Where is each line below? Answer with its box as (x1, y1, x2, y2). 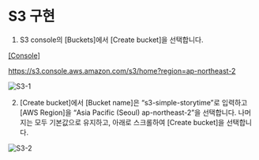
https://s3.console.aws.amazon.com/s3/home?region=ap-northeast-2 (8, 66, 236, 75)
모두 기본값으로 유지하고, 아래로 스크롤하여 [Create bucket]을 (34, 117, 225, 127)
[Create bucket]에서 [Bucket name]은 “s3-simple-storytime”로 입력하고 (19, 97, 248, 107)
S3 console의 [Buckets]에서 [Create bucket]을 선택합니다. (19, 35, 204, 44)
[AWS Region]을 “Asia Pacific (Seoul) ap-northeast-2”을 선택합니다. (19, 108, 237, 117)
